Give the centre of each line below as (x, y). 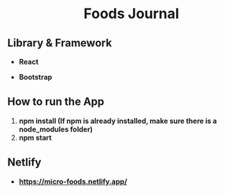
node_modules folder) (56, 129)
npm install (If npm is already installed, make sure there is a (118, 121)
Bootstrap (35, 77)
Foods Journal (131, 14)
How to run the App (56, 102)
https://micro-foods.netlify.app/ (73, 181)
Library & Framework (60, 43)
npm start (35, 137)
